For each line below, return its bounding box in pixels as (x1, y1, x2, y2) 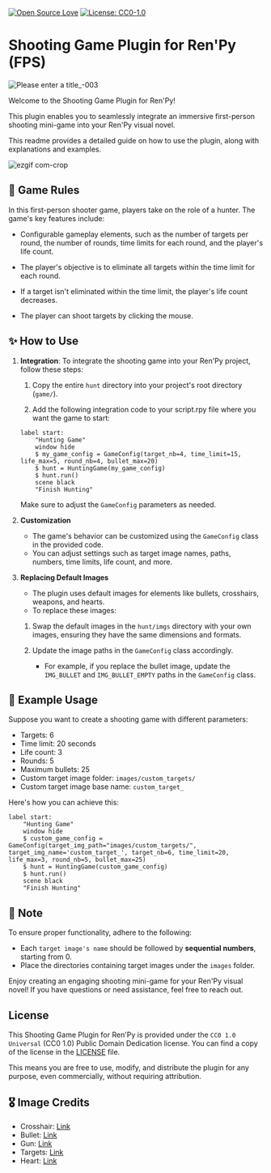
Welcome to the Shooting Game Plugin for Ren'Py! (8, 96, 176, 105)
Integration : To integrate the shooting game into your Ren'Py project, (19, 356, 251, 365)
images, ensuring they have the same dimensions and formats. (32, 629, 242, 639)
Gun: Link (19, 1138, 53, 1148)
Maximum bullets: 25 (19, 765, 91, 774)
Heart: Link (19, 1155, 57, 1166)
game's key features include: (8, 213, 105, 223)
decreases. (19, 295, 58, 305)
